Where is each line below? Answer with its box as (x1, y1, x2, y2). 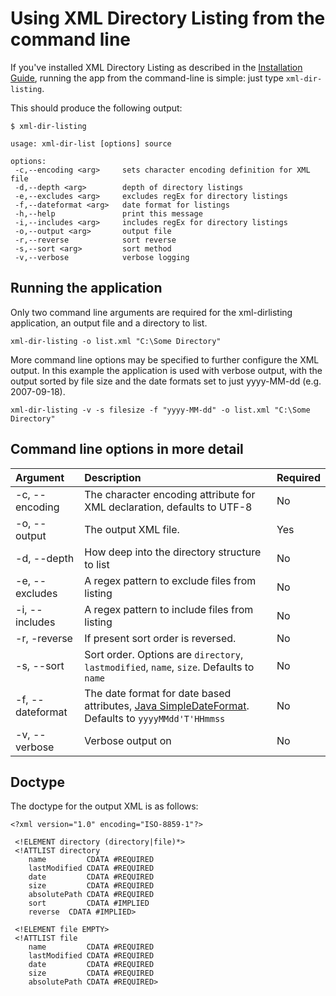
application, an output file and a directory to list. (10, 317, 208, 329)
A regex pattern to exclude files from (84, 573, 257, 587)
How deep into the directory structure (84, 545, 262, 559)
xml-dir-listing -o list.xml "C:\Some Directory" (10, 336, 222, 346)
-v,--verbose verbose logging (14, 252, 190, 262)
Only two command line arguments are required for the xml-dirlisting (10, 306, 293, 318)
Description (84, 470, 142, 484)
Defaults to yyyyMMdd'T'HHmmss (84, 711, 226, 725)
